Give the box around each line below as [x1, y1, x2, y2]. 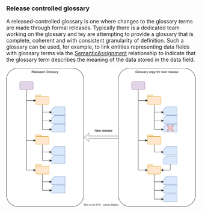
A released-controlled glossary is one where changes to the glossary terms [6, 18, 194, 25]
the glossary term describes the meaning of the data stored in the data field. [6, 56, 195, 64]
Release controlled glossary [6, 4, 90, 13]
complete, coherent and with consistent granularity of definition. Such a [6, 37, 185, 44]
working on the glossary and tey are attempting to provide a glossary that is [6, 31, 194, 38]
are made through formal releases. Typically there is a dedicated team [6, 24, 180, 31]
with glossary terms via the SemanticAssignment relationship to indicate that [6, 50, 196, 57]
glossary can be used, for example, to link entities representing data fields [6, 43, 190, 50]
